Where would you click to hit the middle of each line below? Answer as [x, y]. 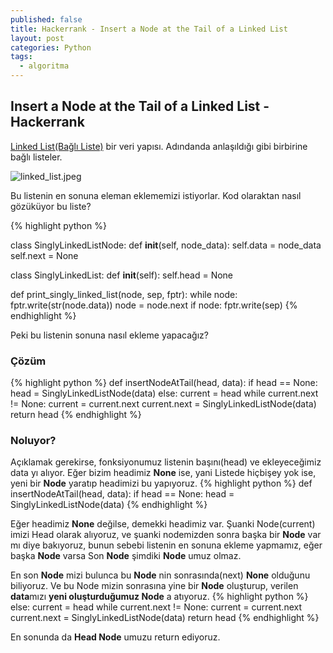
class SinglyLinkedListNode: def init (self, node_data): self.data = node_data [166, 245]
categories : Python [51, 47]
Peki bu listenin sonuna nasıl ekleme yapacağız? [109, 335]
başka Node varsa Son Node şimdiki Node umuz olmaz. [126, 556]
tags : [21, 57]
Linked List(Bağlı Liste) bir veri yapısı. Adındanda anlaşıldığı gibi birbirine [159, 146]
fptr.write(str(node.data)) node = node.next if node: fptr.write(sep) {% [154, 305]
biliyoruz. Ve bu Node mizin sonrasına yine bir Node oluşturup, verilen [154, 586]
